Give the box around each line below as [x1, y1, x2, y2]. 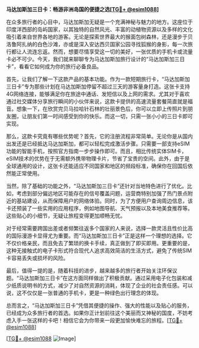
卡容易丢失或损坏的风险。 [6, 255, 69, 261]
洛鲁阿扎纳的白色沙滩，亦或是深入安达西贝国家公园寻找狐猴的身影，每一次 [6, 41, 188, 48]
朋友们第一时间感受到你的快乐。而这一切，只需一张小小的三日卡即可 [26, 113, 193, 119]
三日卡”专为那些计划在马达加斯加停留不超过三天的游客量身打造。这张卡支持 [6, 83, 191, 90]
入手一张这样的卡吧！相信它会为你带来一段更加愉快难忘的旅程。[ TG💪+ [11, 317, 183, 324]
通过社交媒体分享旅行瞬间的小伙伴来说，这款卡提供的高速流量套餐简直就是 [6, 98, 188, 105]
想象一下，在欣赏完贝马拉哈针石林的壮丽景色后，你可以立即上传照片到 [16, 105, 188, 112]
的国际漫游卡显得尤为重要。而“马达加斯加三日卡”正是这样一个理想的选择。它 [6, 232, 192, 239]
